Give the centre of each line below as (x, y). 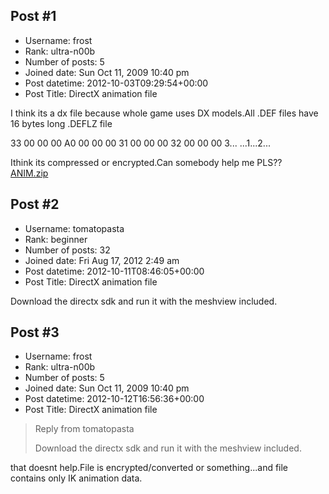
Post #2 (35, 204)
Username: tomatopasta (74, 228)
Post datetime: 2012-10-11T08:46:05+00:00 (114, 271)
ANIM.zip (29, 173)
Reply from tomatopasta (84, 429)
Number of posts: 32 (67, 250)
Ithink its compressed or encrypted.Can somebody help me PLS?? (146, 162)
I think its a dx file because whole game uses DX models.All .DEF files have (164, 113)
